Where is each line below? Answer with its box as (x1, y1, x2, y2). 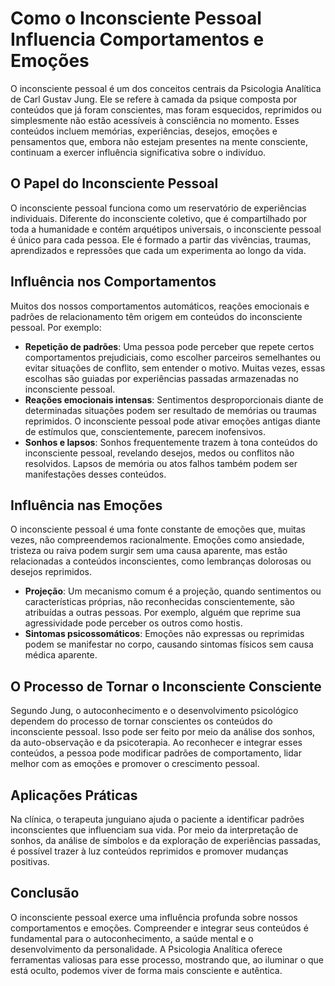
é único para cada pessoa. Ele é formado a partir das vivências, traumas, (10, 233, 312, 246)
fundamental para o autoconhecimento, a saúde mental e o (10, 932, 254, 944)
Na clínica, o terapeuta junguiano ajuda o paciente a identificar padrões (10, 813, 305, 825)
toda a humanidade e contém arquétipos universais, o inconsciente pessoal (10, 223, 322, 235)
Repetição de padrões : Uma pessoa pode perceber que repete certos (24, 340, 315, 352)
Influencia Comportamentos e (10, 28, 265, 51)
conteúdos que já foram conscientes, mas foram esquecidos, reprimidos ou (10, 103, 322, 116)
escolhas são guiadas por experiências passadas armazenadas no (24, 372, 299, 384)
